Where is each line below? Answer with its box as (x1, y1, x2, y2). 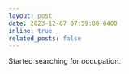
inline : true (8, 27, 53, 35)
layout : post (8, 11, 53, 20)
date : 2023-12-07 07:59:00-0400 (8, 19, 118, 27)
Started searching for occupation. (8, 56, 122, 66)
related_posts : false (8, 34, 82, 43)
